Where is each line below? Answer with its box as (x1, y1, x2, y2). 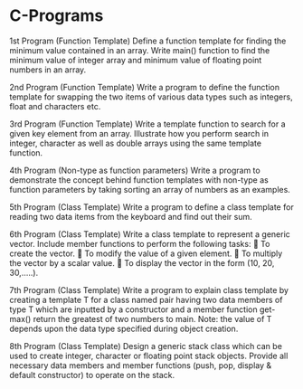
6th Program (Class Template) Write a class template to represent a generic (9, 228, 291, 240)
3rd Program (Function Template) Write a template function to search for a (9, 119, 287, 129)
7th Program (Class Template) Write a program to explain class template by (9, 284, 289, 295)
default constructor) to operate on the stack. (9, 369, 175, 380)
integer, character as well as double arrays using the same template (9, 138, 262, 148)
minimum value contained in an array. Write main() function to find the (9, 44, 270, 55)
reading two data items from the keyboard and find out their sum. (9, 211, 252, 222)
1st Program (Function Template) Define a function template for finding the (9, 35, 287, 46)
